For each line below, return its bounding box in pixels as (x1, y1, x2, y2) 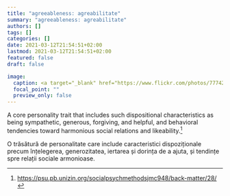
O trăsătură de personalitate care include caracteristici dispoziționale (7, 139, 202, 148)
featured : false (7, 55, 53, 61)
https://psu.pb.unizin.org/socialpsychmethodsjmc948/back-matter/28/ (16, 173, 217, 182)
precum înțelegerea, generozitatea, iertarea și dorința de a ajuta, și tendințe (7, 147, 220, 155)
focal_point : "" (13, 86, 60, 93)
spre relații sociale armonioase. (7, 154, 96, 163)
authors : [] (7, 23, 41, 29)
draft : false (7, 61, 44, 68)
